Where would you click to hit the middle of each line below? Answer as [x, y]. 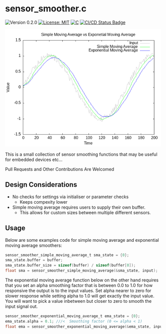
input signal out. [21, 306]
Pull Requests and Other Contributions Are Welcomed [60, 169]
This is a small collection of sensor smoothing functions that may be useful [81, 154]
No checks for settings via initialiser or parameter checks [70, 197]
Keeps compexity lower [43, 202]
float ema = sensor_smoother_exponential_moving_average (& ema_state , [78, 327]
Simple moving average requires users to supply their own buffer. [79, 207]
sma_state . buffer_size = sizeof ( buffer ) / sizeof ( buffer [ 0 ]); [70, 266]
